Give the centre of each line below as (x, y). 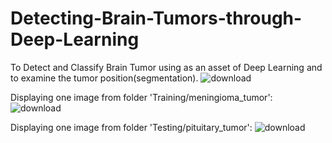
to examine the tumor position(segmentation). (104, 78)
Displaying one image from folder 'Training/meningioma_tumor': (141, 97)
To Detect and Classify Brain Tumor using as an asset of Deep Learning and (166, 67)
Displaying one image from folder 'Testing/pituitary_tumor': (131, 127)
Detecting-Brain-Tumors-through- (156, 18)
